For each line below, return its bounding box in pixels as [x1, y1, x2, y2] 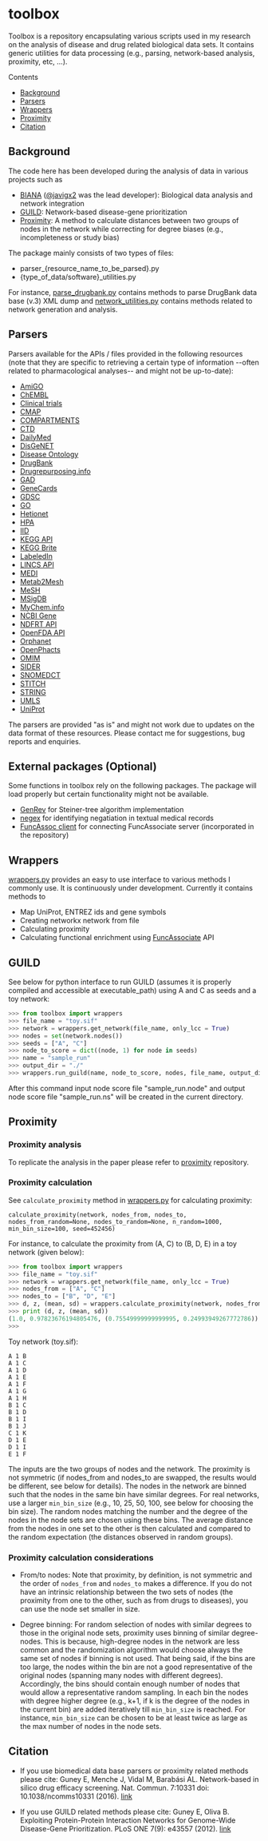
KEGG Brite [19, 543, 57, 552]
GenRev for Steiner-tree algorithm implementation [19, 805, 184, 815]
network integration [19, 198, 85, 208]
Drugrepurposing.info [19, 466, 92, 476]
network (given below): [8, 1247, 85, 1257]
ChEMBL [19, 389, 49, 400]
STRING [19, 687, 46, 696]
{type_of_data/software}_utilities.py [19, 272, 137, 281]
